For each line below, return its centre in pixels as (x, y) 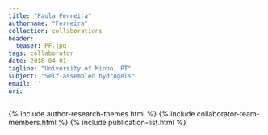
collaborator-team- (228, 114)
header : (21, 38)
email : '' (25, 83)
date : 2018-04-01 (38, 61)
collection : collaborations (56, 31)
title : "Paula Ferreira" (50, 16)
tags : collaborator (41, 53)
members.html (32, 123)
